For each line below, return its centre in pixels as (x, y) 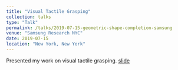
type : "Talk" (22, 22)
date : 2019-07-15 (27, 38)
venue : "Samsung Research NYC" (44, 33)
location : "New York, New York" (46, 44)
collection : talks (29, 17)
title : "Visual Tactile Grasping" (49, 11)
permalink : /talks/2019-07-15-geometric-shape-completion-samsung (89, 28)
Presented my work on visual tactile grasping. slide (68, 60)
